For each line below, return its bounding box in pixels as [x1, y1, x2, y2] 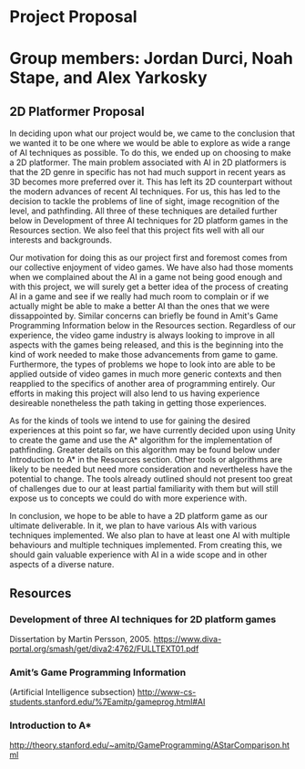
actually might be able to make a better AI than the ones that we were [9, 301, 270, 312]
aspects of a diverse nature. [9, 559, 115, 570]
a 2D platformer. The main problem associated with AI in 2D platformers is [9, 157, 287, 168]
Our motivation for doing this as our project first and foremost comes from [9, 253, 288, 264]
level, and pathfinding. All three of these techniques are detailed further [9, 205, 278, 216]
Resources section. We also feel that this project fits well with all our [9, 225, 265, 236]
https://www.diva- [153, 633, 222, 644]
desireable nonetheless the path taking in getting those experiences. [9, 398, 267, 409]
